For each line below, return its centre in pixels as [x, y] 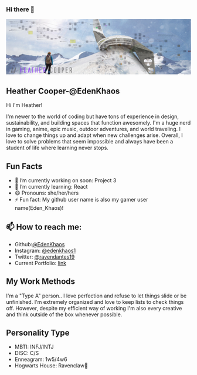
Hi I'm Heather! [24, 105]
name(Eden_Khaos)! [39, 208]
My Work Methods [40, 282]
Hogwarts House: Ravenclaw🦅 [51, 366]
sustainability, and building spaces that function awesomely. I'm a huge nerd [98, 123]
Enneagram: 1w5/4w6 [41, 359]
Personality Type [38, 333]
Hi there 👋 [21, 9]
